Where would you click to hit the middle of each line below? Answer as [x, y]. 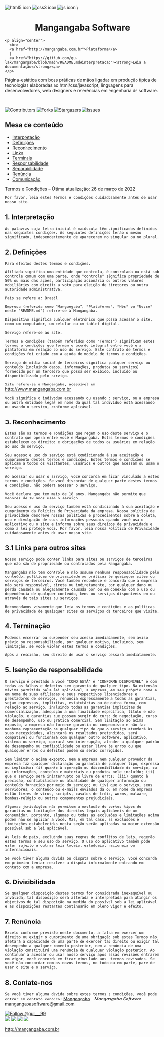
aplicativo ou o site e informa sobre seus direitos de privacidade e [79, 524]
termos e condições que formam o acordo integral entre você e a [73, 346]
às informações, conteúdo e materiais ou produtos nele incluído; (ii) [80, 772]
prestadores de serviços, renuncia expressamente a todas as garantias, [81, 698]
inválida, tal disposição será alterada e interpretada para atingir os [81, 898]
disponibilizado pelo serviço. [37, 376]
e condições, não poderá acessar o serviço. [51, 485]
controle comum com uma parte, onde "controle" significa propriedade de [82, 276]
